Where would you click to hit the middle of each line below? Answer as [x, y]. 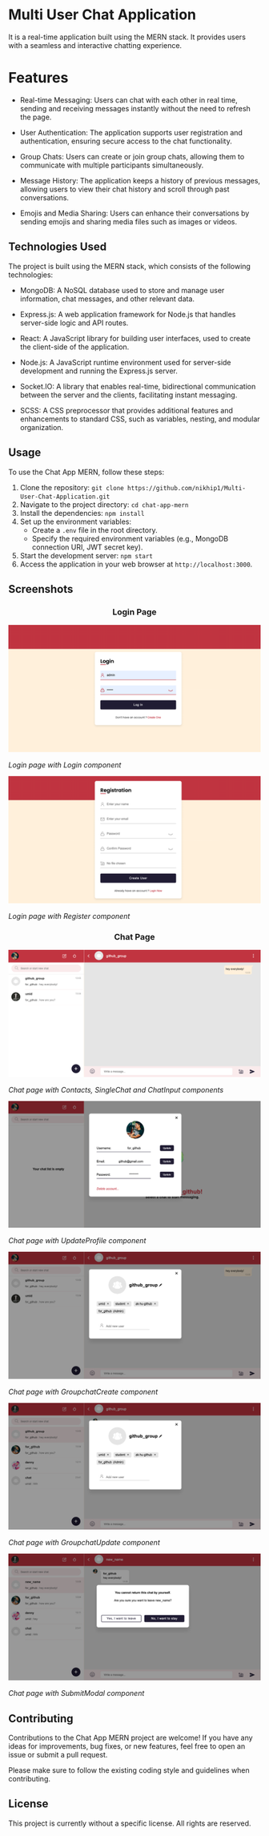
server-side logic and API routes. [74, 323]
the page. [36, 117]
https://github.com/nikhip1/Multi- [187, 488]
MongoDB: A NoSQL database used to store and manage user [122, 290]
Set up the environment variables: [76, 521]
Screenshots [41, 589]
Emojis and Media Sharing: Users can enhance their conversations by [134, 213]
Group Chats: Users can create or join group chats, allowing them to [132, 156]
